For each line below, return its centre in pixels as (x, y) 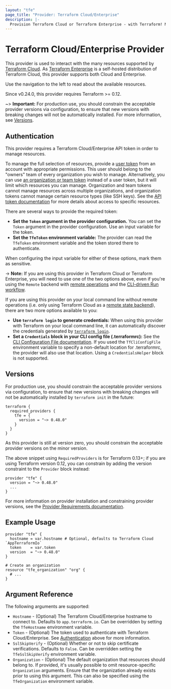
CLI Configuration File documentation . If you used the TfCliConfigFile (87, 342)
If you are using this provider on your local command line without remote (81, 299)
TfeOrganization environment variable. (53, 681)
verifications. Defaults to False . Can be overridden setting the (77, 649)
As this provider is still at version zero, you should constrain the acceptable (84, 443)
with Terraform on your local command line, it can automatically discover (89, 326)
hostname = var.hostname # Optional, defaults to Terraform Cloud (82, 539)
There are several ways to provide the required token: (62, 211)
